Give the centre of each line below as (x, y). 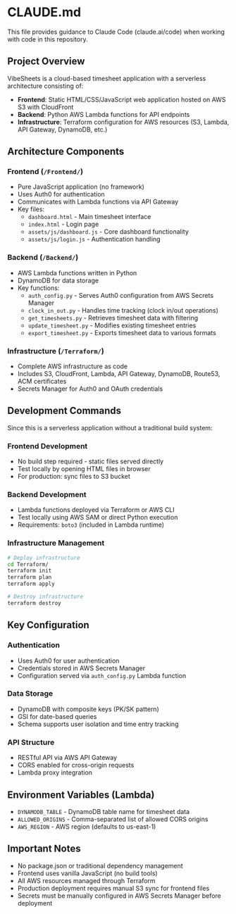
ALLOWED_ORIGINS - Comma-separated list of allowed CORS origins (113, 819)
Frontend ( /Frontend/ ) (45, 172)
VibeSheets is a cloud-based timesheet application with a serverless (107, 78)
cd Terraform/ (28, 564)
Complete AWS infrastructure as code (73, 366)
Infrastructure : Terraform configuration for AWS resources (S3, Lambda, (123, 122)
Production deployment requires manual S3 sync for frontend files (113, 888)
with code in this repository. (48, 39)
